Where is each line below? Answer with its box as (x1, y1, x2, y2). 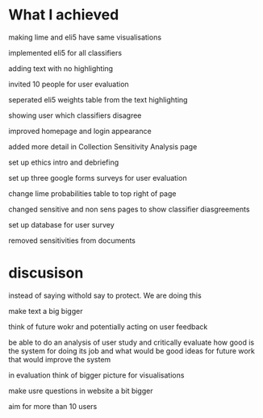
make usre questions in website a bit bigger (8, 386, 153, 395)
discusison (8, 264, 84, 282)
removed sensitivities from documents (8, 236, 136, 245)
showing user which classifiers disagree (8, 111, 142, 120)
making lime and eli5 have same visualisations (8, 32, 162, 42)
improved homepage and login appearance (8, 126, 152, 136)
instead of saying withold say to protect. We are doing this (8, 291, 202, 300)
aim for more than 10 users (8, 401, 98, 411)
